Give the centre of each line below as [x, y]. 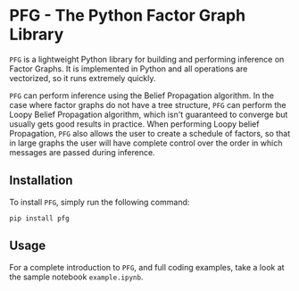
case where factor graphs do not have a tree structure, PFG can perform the [148, 104]
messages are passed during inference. [82, 152]
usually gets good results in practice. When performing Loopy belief [134, 124]
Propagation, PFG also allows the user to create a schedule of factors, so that [150, 133]
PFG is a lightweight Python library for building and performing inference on [147, 59]
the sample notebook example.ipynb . [76, 277]
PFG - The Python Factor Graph [128, 16]
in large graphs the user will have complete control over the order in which [146, 143]
